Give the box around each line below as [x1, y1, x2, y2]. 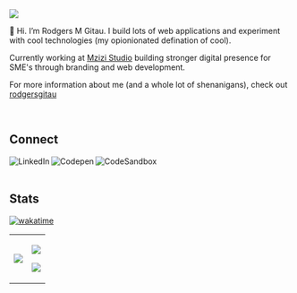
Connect [9, 132, 59, 147]
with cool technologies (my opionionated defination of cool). [9, 35, 232, 46]
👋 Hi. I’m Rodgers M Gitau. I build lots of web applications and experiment [9, 26, 280, 36]
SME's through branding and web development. [9, 62, 186, 73]
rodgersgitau [9, 89, 57, 99]
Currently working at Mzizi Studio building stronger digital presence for [9, 53, 271, 63]
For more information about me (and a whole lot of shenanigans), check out [9, 80, 288, 90]
